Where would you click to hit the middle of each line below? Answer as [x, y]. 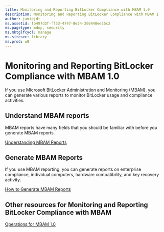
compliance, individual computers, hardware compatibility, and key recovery [82, 175]
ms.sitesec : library [26, 37]
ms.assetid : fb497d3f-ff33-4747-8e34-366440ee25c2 [58, 23]
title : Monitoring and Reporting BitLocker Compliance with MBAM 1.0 [78, 10]
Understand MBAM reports [47, 116]
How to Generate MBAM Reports [38, 189]
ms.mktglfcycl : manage [28, 32]
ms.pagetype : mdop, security [35, 28]
